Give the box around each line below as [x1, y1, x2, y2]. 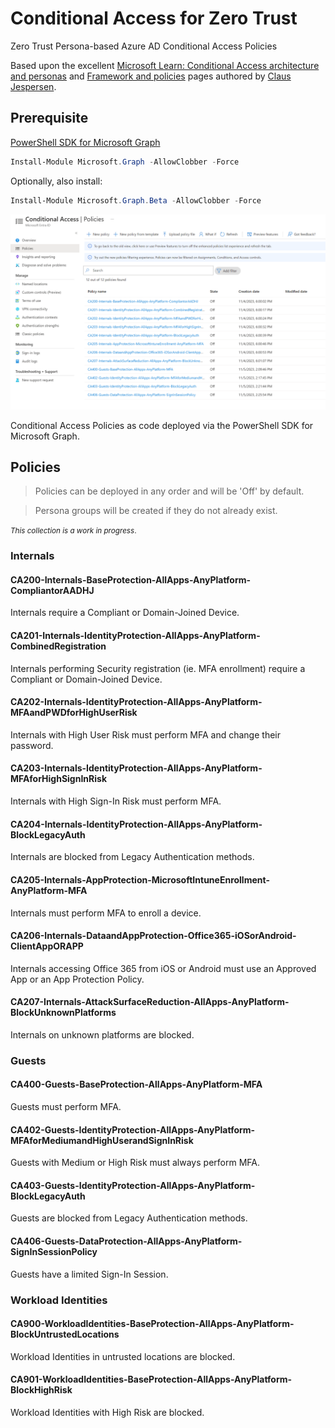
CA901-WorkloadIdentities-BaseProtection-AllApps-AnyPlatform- [10, 1373, 293, 1386]
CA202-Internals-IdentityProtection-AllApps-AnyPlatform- [10, 696, 263, 708]
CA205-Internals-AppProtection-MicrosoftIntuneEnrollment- [10, 873, 270, 886]
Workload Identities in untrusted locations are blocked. [10, 1350, 236, 1362]
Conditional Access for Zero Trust [10, 7, 298, 30]
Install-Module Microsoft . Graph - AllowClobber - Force [10, 157, 240, 167]
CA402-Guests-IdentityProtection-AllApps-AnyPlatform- [10, 1123, 256, 1136]
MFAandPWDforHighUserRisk [10, 707, 138, 719]
